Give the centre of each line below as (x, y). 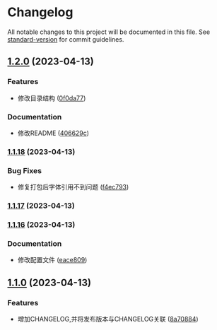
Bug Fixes (25, 170)
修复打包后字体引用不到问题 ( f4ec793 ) (73, 187)
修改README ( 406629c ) (53, 133)
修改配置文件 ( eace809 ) (52, 260)
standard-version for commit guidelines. (66, 39)
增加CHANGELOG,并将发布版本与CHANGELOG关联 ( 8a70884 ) (108, 319)
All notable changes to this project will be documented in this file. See (109, 32)
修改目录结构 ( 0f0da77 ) (52, 98)
